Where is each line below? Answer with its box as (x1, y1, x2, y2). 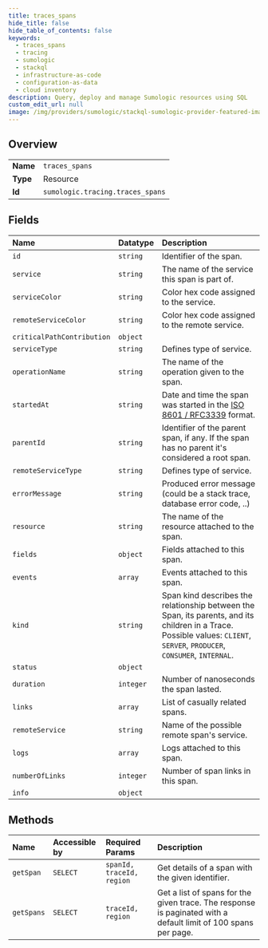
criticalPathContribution (12, 332, 111, 342)
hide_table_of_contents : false (8, 26, 112, 34)
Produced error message (161, 478, 255, 489)
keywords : (8, 34, 41, 42)
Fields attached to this (161, 543, 245, 555)
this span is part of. (161, 273, 234, 284)
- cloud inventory (15, 85, 77, 94)
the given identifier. (156, 872, 230, 883)
